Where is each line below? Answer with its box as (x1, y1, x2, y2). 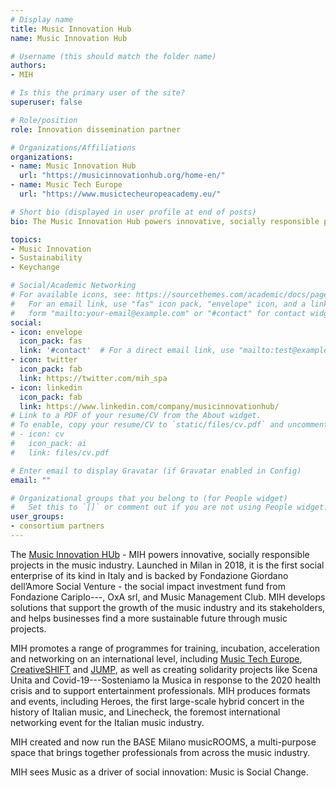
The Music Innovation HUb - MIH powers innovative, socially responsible (10, 548, 310, 560)
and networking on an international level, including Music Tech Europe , (10, 652, 303, 665)
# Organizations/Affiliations (10, 142, 137, 153)
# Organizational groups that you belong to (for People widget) (10, 493, 288, 503)
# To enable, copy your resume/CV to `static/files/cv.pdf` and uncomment (10, 420, 329, 430)
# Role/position (10, 115, 78, 125)
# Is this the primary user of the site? (10, 88, 186, 98)
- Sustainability (10, 253, 83, 263)
